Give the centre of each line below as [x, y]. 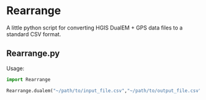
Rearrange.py [33, 54]
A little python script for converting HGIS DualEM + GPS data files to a [94, 28]
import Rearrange [29, 79]
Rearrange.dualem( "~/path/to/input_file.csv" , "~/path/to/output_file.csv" [104, 90]
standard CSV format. [34, 34]
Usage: [15, 68]
